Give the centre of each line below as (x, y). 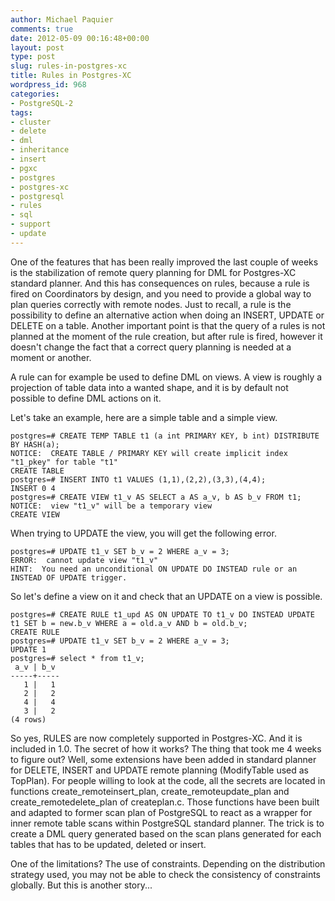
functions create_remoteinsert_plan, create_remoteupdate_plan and (150, 791)
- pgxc (24, 168)
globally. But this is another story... (81, 885)
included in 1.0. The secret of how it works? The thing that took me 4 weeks (166, 748)
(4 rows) (28, 719)
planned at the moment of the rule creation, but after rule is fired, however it (166, 336)
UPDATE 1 (28, 649)
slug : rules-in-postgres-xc (69, 66)
